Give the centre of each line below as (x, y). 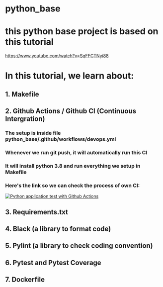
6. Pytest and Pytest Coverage (53, 262)
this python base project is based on (82, 32)
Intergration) (25, 119)
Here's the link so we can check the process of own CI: (73, 186)
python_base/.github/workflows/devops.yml (61, 139)
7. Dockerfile (25, 280)
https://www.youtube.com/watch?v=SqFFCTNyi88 (57, 56)
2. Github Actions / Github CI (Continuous (71, 111)
